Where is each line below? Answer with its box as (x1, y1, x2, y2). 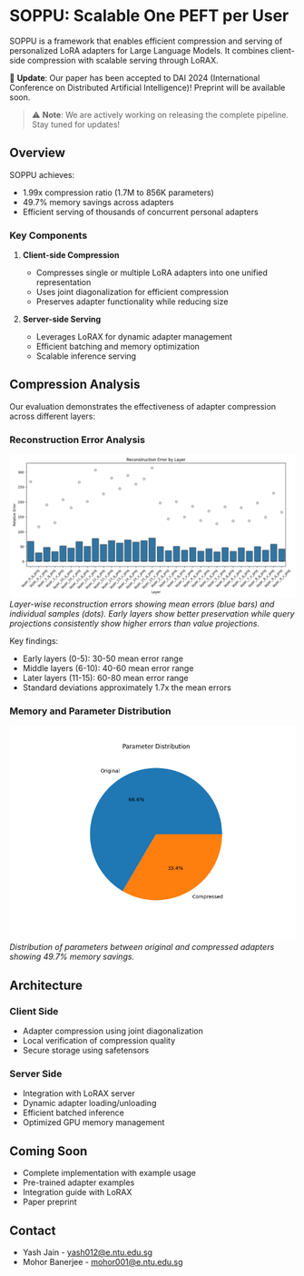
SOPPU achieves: (9, 169, 75, 180)
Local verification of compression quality (22, 1035, 176, 1046)
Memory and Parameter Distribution (9, 705, 172, 717)
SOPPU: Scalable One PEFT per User (9, 5, 289, 26)
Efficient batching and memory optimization (35, 341, 200, 352)
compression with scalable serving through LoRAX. (26, 54, 220, 65)
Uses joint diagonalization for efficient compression (35, 287, 230, 298)
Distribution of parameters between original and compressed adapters (9, 942, 275, 953)
